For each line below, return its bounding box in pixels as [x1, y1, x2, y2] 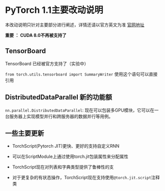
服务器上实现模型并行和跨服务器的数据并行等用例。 [9, 113, 113, 119]
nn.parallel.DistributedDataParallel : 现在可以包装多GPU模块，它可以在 [5, 107, 155, 113]
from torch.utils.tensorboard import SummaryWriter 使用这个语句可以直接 [5, 71, 158, 77]
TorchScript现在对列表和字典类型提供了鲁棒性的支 [12, 164, 114, 170]
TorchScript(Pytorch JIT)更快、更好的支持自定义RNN [12, 143, 120, 149]
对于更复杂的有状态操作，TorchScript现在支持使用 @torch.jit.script [12, 175, 152, 181]
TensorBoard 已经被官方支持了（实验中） [5, 60, 89, 67]
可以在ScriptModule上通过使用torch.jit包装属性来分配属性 [12, 153, 129, 159]
